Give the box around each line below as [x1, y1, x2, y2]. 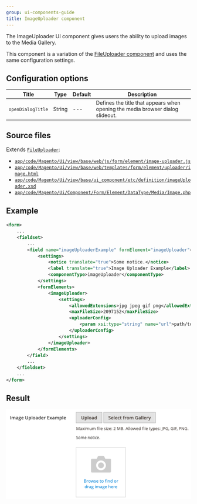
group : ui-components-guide [6, 9, 75, 15]
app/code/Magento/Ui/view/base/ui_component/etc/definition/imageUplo [14, 177, 191, 183]
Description [127, 91, 157, 98]
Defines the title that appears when [96, 99, 181, 106]
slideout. [96, 112, 117, 119]
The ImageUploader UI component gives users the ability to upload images [6, 32, 188, 39]
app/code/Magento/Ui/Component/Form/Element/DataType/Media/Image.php [14, 190, 191, 196]
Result [6, 393, 30, 403]
